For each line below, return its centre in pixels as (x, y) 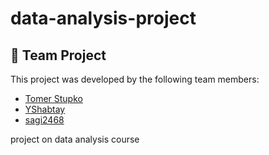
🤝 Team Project (58, 55)
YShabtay (45, 109)
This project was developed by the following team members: (135, 79)
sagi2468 (44, 120)
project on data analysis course (75, 139)
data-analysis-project (103, 18)
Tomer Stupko (53, 98)
